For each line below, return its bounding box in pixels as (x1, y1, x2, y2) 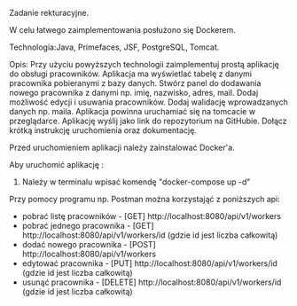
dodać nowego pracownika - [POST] (21, 239, 157, 249)
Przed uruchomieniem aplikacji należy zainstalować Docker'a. (9, 142, 235, 153)
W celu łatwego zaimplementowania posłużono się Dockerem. (9, 25, 237, 35)
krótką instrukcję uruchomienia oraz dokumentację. (9, 125, 197, 136)
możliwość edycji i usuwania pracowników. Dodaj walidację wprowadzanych (9, 97, 288, 107)
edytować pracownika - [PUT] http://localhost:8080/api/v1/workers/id (21, 258, 277, 269)
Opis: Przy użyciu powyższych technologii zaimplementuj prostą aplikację (9, 59, 279, 69)
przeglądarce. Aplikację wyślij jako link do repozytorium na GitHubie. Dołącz (9, 115, 287, 126)
